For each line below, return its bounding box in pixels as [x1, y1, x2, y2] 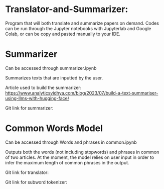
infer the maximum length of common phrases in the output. [5, 159, 129, 165]
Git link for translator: [5, 169, 49, 175]
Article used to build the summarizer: [5, 84, 82, 90]
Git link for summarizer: [5, 105, 54, 111]
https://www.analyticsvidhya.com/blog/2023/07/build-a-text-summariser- [5, 89, 158, 96]
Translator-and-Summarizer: [5, 4, 128, 15]
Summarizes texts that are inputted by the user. [5, 74, 103, 81]
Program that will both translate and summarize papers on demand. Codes [5, 20, 159, 26]
